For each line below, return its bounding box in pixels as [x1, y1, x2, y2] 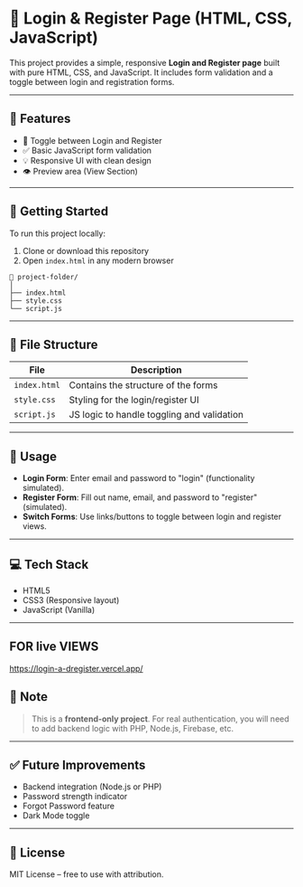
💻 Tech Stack [9, 556, 89, 572]
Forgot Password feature [22, 800, 115, 812]
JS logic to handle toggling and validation [69, 409, 244, 421]
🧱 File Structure [9, 336, 98, 352]
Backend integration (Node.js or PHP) [22, 781, 162, 792]
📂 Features [9, 111, 71, 127]
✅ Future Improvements [9, 758, 146, 773]
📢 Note [9, 689, 48, 704]
